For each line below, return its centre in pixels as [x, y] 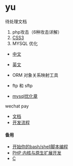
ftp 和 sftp [22, 85]
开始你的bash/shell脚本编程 [40, 147]
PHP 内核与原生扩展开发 [37, 153]
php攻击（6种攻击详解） [37, 32]
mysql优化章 [25, 96]
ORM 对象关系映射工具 [35, 75]
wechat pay [17, 106]
